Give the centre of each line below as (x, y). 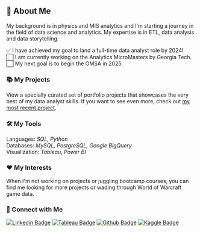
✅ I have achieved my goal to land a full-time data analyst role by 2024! (95, 50)
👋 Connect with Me (35, 209)
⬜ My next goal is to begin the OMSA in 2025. (65, 63)
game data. (20, 193)
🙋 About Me (29, 11)
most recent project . (31, 108)
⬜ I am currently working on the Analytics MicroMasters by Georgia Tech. (99, 57)
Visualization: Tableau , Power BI (46, 152)
